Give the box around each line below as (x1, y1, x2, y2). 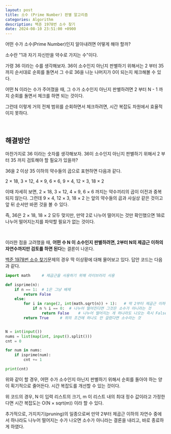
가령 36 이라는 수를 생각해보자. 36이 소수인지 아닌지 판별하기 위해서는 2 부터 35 (5, 63, 164, 69)
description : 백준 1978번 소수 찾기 (5, 21, 75, 27)
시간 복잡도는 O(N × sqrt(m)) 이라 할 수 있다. (14, 400, 104, 406)
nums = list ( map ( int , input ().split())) (5, 334, 93, 339)
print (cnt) (5, 367, 28, 372)
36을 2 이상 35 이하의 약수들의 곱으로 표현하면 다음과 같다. (5, 168, 122, 174)
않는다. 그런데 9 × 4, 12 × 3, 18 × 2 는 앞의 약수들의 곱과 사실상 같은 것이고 (14, 195, 163, 201)
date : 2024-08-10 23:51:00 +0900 (5, 27, 76, 32)
